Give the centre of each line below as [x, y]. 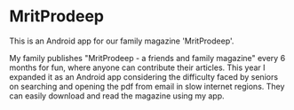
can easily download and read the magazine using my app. [117, 96]
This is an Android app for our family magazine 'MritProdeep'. [122, 41]
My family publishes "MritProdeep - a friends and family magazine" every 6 [147, 58]
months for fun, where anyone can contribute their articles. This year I [137, 67]
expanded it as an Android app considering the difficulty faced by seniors [143, 76]
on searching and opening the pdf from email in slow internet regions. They [147, 86]
